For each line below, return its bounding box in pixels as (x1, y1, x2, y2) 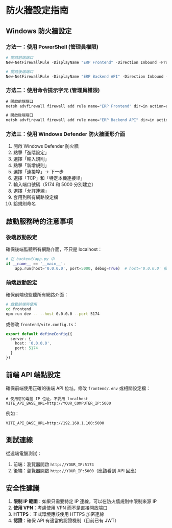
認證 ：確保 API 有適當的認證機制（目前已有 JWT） (13, 517, 119, 524)
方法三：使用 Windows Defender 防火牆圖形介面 (6, 131, 126, 138)
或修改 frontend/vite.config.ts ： (6, 321, 78, 327)
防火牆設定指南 (6, 5, 69, 16)
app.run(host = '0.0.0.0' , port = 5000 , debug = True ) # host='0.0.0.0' (15, 266, 161, 271)
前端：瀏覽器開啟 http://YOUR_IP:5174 (13, 461, 94, 467)
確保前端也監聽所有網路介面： (6, 292, 68, 298)
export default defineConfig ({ (6, 331, 72, 336)
